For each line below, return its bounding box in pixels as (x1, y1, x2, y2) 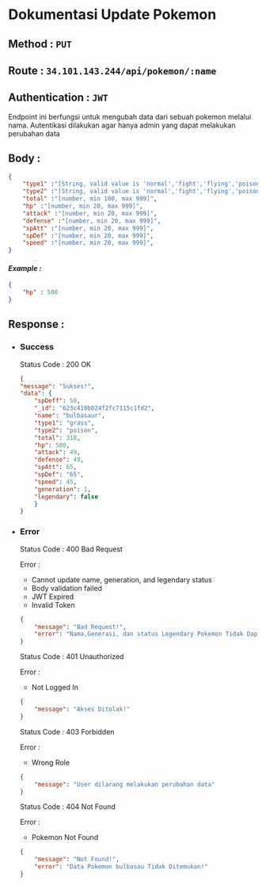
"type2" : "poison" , (34, 426, 99, 434)
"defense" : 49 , (34, 456, 85, 464)
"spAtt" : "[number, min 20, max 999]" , (22, 224, 154, 232)
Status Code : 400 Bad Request (19, 544, 123, 554)
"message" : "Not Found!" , (34, 856, 120, 864)
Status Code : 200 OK (19, 359, 91, 369)
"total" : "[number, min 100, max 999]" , (22, 195, 158, 203)
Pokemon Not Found (31, 833, 99, 842)
